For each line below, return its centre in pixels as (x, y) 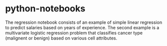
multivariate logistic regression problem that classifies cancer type (74, 33)
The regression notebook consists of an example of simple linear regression (84, 22)
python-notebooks (45, 9)
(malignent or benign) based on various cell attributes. (61, 38)
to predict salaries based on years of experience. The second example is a (82, 27)
